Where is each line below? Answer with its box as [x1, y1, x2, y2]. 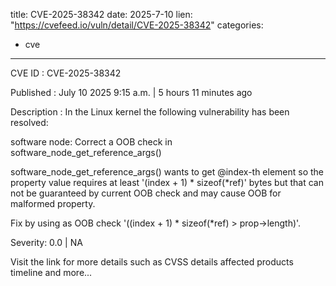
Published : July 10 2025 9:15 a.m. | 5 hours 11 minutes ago [10, 87, 253, 98]
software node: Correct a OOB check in [10, 136, 173, 148]
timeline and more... [10, 267, 93, 278]
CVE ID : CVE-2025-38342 [10, 67, 122, 79]
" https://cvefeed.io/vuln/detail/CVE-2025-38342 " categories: [10, 19, 264, 31]
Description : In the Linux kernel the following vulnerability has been [10, 106, 290, 118]
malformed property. [10, 198, 96, 209]
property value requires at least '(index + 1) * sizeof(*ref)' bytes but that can [10, 177, 324, 188]
